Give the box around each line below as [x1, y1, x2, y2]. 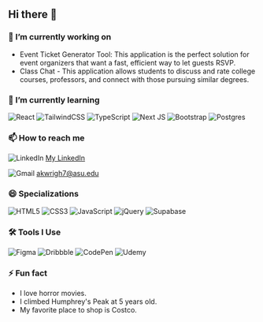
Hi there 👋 [8, 8, 57, 21]
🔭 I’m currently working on [8, 32, 112, 43]
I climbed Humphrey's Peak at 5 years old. [19, 297, 157, 306]
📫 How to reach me [8, 132, 85, 143]
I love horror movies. [19, 289, 87, 298]
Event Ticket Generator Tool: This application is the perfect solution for [19, 49, 250, 59]
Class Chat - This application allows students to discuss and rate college [19, 66, 256, 76]
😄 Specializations [8, 189, 79, 200]
